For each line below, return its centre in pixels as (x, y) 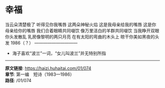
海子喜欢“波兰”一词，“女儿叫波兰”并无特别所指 (59, 53)
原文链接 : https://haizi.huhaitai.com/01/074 (48, 68)
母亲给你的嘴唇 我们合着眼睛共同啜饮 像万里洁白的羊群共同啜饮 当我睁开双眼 (82, 30)
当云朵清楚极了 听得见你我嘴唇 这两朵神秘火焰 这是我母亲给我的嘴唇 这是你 (81, 24)
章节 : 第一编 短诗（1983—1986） (40, 74)
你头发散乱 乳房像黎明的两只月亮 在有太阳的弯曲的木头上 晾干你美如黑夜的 (80, 37)
